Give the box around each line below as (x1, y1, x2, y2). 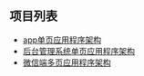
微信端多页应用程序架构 (22, 57, 111, 68)
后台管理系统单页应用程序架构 (22, 45, 135, 56)
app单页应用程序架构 (22, 34, 102, 45)
